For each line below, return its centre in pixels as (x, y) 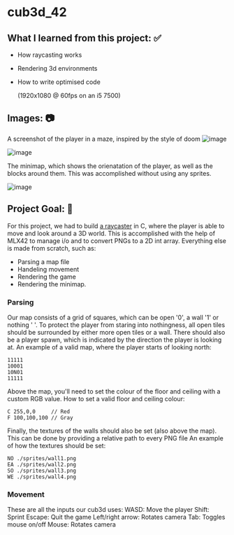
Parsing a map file (43, 262)
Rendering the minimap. (52, 284)
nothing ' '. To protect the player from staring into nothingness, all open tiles (116, 325)
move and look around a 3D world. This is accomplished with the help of (111, 233)
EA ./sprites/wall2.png (42, 464)
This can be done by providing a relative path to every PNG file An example (115, 438)
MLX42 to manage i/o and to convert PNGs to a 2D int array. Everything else (117, 241)
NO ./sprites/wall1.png (42, 458)
